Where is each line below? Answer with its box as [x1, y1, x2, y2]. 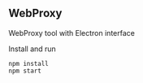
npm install [8, 59, 49, 68]
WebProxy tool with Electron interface [8, 28, 136, 37]
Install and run [8, 44, 57, 54]
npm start [8, 67, 42, 75]
